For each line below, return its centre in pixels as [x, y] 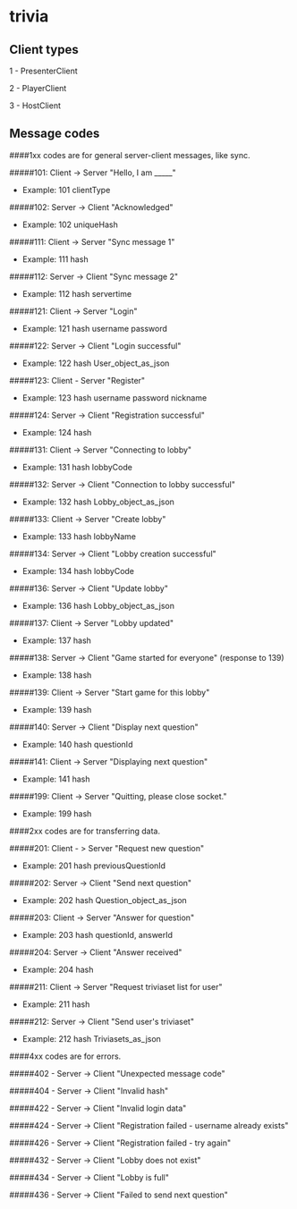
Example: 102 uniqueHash [70, 224]
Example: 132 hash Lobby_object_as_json [98, 502]
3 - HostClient [35, 106]
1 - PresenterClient [43, 71]
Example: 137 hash [57, 640]
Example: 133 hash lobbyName [79, 536]
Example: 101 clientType [66, 190]
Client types [44, 50]
